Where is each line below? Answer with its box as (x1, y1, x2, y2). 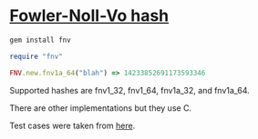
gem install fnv (9, 35, 71, 45)
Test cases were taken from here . (9, 120, 136, 131)
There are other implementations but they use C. (9, 102, 192, 114)
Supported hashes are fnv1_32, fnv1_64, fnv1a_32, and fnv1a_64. (9, 84, 251, 95)
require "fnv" (9, 52, 64, 61)
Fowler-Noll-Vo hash (9, 5, 170, 26)
